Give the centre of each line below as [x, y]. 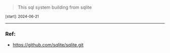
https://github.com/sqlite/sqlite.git [48, 45]
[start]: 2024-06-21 [22, 17]
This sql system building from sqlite [55, 7]
